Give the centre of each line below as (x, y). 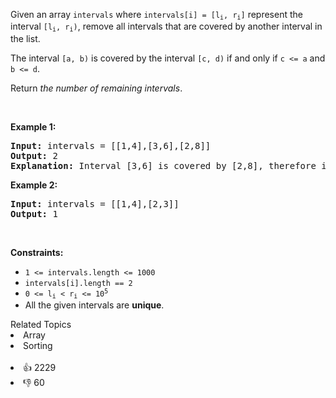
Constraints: (37, 252)
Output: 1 (34, 213)
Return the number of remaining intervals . (96, 88)
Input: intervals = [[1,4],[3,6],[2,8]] (111, 145)
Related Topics (41, 325)
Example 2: (34, 185)
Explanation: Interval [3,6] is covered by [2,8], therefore (163, 165)
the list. (25, 38)
